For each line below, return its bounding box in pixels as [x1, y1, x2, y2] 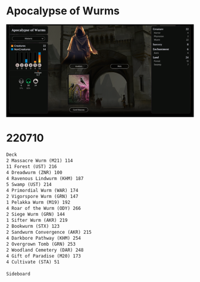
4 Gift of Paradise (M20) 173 [6, 253, 82, 259]
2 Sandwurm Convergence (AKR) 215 [6, 229, 92, 235]
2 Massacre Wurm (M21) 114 [6, 157, 73, 163]
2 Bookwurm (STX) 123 [6, 223, 60, 229]
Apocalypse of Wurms [6, 4, 120, 18]
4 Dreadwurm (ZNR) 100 [6, 169, 62, 175]
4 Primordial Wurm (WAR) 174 [6, 187, 79, 193]
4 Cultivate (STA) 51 [6, 259, 60, 265]
